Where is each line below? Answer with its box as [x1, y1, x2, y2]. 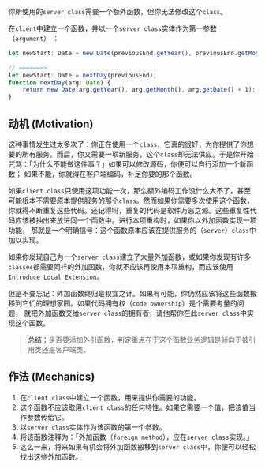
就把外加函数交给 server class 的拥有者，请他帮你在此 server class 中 [23, 308, 247, 317]
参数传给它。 [26, 412, 69, 422]
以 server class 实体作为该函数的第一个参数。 [19, 422, 166, 432]
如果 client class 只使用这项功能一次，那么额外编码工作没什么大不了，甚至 [8, 186, 251, 195]
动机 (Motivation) [8, 117, 94, 130]
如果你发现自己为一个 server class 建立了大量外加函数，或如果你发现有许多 [8, 252, 251, 261]
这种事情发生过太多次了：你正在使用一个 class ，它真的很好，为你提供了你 [8, 139, 247, 148]
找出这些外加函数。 [19, 452, 83, 461]
